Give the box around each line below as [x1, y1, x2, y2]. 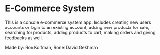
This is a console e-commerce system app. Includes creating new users [5, 19, 151, 25]
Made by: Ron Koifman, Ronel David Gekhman [5, 44, 98, 50]
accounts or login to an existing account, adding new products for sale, [5, 24, 149, 30]
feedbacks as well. [5, 35, 43, 41]
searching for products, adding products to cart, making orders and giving [5, 29, 156, 35]
